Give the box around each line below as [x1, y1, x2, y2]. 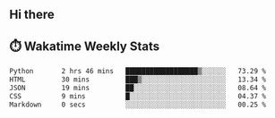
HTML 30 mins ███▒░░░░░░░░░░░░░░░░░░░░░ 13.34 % [9, 75, 267, 84]
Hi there [9, 7, 56, 22]
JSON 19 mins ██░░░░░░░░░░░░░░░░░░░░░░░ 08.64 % [9, 83, 267, 92]
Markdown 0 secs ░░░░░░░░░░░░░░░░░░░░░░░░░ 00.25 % [9, 100, 267, 109]
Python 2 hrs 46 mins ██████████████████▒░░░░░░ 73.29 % [9, 67, 267, 76]
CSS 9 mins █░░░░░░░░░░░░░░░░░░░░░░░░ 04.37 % [9, 91, 267, 101]
